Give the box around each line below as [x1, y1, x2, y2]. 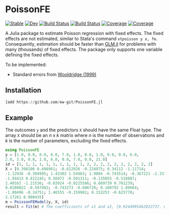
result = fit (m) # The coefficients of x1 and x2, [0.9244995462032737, [5, 204, 162, 209]
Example [5, 114, 33, 122]
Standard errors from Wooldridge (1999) [12, 71, 97, 77]
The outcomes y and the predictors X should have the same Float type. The [5, 127, 162, 133]
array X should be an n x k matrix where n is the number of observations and [5, 132, 164, 138]
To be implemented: [5, 61, 47, 67]
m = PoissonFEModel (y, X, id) [5, 199, 69, 205]
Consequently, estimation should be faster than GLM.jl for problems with [5, 41, 156, 47]
